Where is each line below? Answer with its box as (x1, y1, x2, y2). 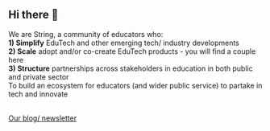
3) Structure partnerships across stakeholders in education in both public (8, 63, 253, 73)
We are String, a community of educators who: (8, 29, 164, 39)
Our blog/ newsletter (8, 113, 77, 123)
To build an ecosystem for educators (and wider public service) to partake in (8, 80, 263, 90)
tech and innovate (8, 89, 69, 99)
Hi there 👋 (8, 8, 59, 22)
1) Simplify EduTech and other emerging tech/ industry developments (8, 38, 240, 47)
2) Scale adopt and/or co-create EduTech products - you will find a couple (8, 46, 256, 56)
